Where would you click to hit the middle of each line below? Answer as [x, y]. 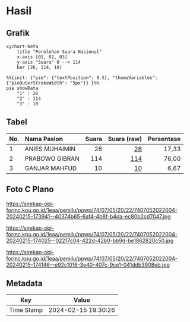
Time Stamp [26, 310]
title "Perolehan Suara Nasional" [59, 52]
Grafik [18, 33]
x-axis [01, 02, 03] [42, 57]
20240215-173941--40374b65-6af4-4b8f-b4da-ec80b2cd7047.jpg [88, 216]
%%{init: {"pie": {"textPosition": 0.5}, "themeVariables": [82, 78]
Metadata [24, 284]
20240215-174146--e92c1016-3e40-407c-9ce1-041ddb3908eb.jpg [88, 265]
